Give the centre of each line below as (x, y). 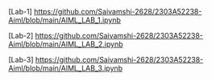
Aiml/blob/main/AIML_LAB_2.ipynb (66, 44)
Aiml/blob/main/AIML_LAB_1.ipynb (64, 20)
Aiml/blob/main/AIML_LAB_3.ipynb (66, 68)
